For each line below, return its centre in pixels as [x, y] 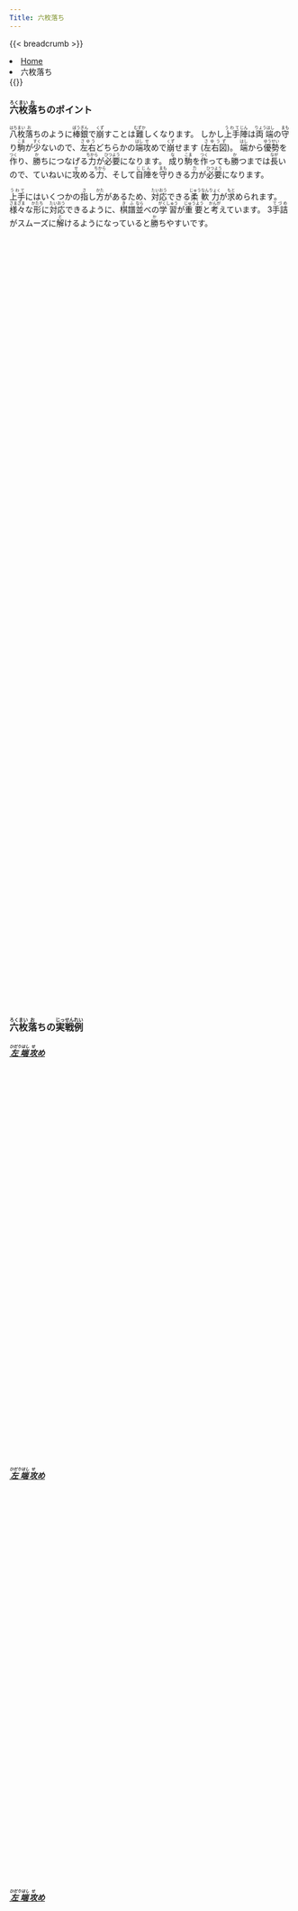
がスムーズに [33, 223]
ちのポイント [65, 109]
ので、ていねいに [41, 174]
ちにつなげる [64, 161]
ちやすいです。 [185, 223]
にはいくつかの [53, 196]
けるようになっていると [108, 223]
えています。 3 [246, 209]
